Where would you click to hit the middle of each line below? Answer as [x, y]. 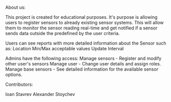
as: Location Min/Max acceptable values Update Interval [65, 48]
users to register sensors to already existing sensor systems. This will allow [85, 23]
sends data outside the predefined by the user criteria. [63, 33]
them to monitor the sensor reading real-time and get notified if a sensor [81, 28]
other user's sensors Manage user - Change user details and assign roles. [83, 64]
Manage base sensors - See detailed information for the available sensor [82, 69]
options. [14, 75]
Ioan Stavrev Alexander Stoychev [40, 94]
